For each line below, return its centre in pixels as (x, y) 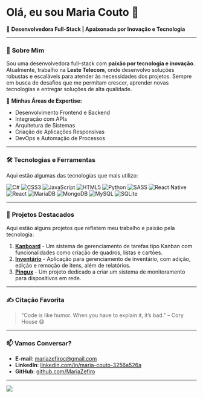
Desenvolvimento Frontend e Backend (63, 113)
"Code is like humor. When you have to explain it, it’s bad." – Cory (102, 315)
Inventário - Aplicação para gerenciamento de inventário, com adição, (103, 258)
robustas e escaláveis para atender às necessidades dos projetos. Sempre (99, 76)
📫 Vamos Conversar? (39, 344)
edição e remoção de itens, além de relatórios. (73, 265)
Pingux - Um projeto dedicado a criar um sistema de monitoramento (100, 272)
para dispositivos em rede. (48, 278)
